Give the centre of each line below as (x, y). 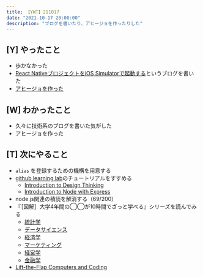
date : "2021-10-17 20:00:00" (43, 18)
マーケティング (43, 245)
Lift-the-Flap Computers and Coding (61, 267)
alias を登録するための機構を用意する (63, 170)
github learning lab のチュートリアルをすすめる (74, 178)
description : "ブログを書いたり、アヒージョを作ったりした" (75, 23)
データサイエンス (46, 229)
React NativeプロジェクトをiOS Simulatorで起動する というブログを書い (105, 74)
